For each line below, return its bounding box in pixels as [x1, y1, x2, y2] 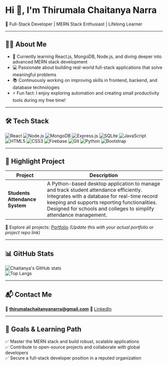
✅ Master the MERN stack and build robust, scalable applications [5, 338, 139, 344]
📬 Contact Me [5, 290, 52, 299]
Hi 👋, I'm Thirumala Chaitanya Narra [5, 4, 157, 16]
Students [7, 190, 30, 197]
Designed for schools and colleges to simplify [46, 205, 154, 212]
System [7, 202, 26, 209]
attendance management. [46, 212, 107, 219]
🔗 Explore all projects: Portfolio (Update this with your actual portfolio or [5, 224, 154, 230]
